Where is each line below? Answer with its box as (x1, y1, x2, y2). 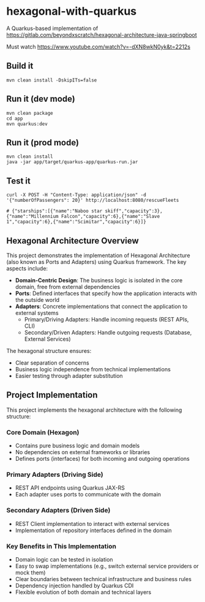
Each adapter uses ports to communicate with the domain (15, 491, 161, 498)
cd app (6, 115, 23, 122)
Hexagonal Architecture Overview (6, 235, 139, 246)
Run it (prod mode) (6, 137, 80, 148)
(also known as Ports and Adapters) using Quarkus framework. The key (6, 258, 187, 265)
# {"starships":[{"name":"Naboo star (6, 208, 103, 214)
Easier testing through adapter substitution (15, 372, 124, 379)
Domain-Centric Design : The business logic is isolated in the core (15, 277, 183, 284)
